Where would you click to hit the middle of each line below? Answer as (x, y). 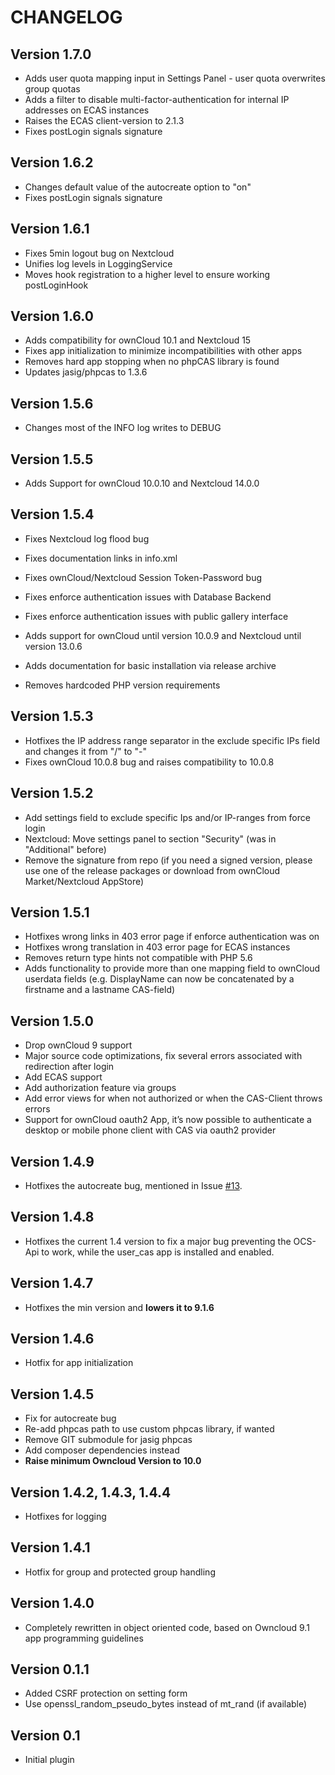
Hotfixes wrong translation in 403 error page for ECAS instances (157, 947)
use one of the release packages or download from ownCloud (152, 870)
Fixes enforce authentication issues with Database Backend (148, 597)
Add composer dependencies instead (102, 1450)
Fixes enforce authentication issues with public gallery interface (156, 616)
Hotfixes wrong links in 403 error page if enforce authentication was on (172, 937)
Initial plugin (49, 1760)
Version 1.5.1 (50, 912)
